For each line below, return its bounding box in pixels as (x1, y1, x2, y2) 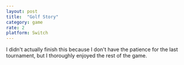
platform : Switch (6, 30, 48, 36)
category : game (6, 19, 43, 25)
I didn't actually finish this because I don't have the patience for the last (6, 46, 178, 53)
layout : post (6, 8, 38, 15)
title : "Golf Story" (6, 14, 59, 20)
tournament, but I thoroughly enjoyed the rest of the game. (6, 52, 147, 59)
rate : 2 (6, 24, 25, 31)
